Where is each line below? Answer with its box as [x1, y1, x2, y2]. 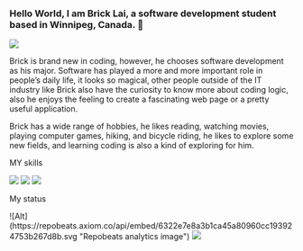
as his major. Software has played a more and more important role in [9, 66, 263, 76]
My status [9, 193, 47, 204]
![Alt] [9, 211, 29, 222]
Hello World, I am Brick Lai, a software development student [9, 7, 277, 20]
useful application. [9, 103, 78, 114]
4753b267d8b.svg [9, 231, 78, 242]
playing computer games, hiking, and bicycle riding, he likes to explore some [9, 130, 294, 141]
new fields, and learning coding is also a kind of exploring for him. [9, 140, 254, 151]
